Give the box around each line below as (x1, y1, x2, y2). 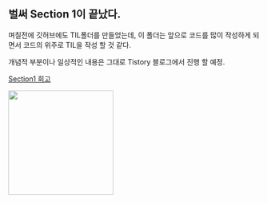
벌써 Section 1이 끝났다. (8, 7, 122, 21)
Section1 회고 (8, 74, 51, 84)
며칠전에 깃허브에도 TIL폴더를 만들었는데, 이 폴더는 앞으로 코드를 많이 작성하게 (8, 30, 252, 40)
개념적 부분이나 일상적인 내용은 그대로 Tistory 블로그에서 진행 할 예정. (8, 57, 225, 66)
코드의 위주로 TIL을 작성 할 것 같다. (22, 40, 132, 49)
